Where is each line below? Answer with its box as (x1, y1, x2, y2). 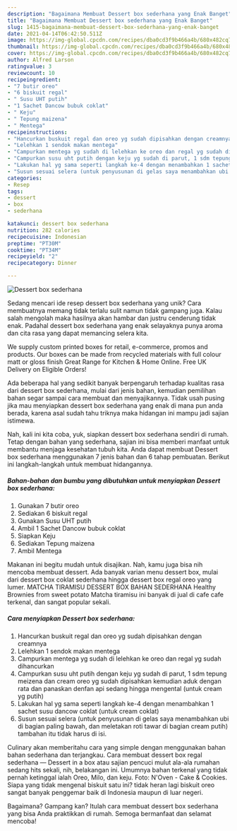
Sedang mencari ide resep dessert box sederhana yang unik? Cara (7, 299, 202, 307)
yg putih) (17, 692, 44, 700)
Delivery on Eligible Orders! (7, 365, 87, 373)
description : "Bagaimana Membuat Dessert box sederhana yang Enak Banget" (7, 10, 232, 18)
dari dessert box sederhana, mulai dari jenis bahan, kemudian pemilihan (7, 387, 217, 394)
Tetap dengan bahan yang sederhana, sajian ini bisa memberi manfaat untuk (7, 437, 230, 446)
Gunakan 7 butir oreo (17, 501, 80, 509)
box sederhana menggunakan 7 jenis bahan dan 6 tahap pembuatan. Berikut (7, 453, 230, 461)
